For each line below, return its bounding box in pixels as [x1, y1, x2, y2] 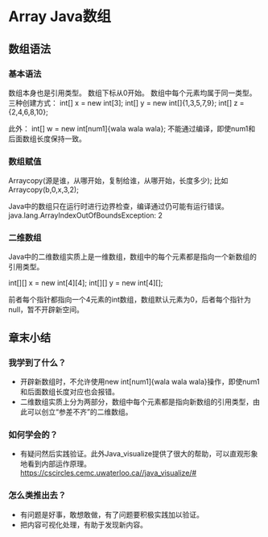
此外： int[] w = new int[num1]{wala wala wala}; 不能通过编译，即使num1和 [8, 123, 256, 133]
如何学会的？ [8, 429, 59, 440]
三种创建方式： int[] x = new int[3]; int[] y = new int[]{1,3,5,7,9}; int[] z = [8, 98, 245, 107]
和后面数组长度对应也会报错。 [19, 387, 119, 397]
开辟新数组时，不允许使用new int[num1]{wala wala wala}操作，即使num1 [19, 377, 260, 387]
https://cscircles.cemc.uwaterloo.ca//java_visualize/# [19, 468, 197, 478]
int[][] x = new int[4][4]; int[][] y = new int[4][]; [8, 278, 163, 288]
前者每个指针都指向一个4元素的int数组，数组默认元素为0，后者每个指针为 [8, 295, 252, 305]
